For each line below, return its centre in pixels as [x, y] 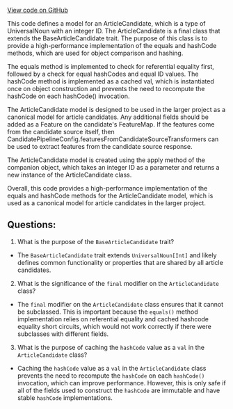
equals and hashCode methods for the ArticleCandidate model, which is [110, 195]
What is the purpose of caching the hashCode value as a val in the [111, 347]
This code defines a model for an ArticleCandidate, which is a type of [106, 23]
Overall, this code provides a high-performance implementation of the [107, 188]
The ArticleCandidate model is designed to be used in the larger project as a [116, 110]
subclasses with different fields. [63, 334]
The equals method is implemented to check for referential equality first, [111, 66]
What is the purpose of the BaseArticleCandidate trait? [96, 241]
